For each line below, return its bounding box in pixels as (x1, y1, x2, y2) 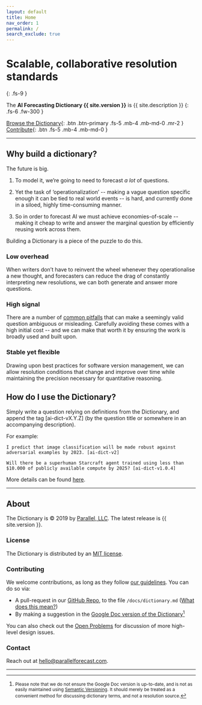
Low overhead (6, 252, 49, 261)
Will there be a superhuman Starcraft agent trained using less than (6, 460, 185, 466)
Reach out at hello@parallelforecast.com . (6, 657, 108, 664)
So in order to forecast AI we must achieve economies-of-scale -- (14, 213, 179, 220)
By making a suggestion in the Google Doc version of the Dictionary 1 (14, 609, 185, 618)
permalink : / (6, 25, 39, 32)
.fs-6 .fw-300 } (6, 108, 44, 115)
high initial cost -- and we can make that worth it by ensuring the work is (6, 326, 186, 334)
